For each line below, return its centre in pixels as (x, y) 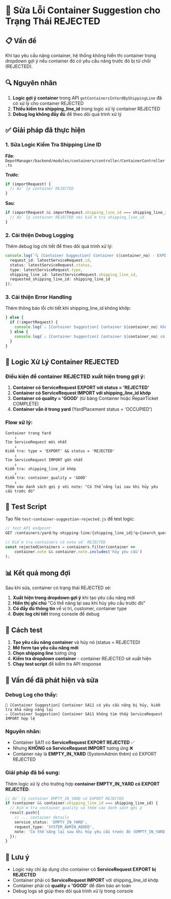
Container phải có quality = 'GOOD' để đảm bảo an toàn (72, 886)
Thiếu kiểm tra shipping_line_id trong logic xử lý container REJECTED (86, 109)
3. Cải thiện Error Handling (39, 297)
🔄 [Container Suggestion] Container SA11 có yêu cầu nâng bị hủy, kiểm (83, 705)
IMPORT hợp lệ (20, 718)
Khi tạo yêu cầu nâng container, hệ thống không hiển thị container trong (81, 55)
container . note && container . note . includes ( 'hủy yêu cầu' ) (78, 552)
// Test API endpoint (28, 528)
